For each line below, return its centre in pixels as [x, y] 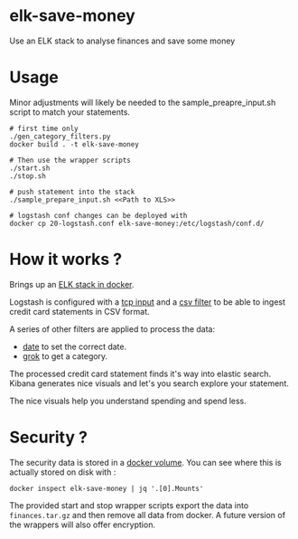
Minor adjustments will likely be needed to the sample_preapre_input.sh [143, 102]
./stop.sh [28, 176]
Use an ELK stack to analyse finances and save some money [122, 41]
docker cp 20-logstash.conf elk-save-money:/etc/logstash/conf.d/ [137, 223]
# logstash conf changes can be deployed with [98, 215]
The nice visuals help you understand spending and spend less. [128, 401]
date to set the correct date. [74, 346]
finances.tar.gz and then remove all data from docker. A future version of [148, 515]
